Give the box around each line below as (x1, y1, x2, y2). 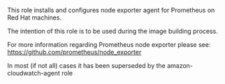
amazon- (166, 62, 194, 69)
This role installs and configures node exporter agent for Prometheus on (7, 6, 215, 14)
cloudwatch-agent (7, 69, 61, 77)
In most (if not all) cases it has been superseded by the (7, 62, 166, 69)
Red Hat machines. (7, 13, 61, 22)
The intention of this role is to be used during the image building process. (7, 27, 219, 35)
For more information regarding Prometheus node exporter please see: (7, 41, 211, 48)
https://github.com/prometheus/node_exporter (7, 48, 142, 56)
